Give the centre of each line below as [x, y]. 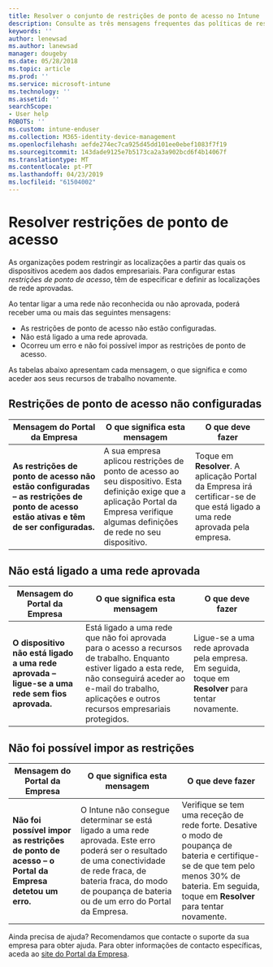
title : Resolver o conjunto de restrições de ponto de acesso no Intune [134, 16]
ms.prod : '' [28, 76]
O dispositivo [39, 643]
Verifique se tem [213, 805]
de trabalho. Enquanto [128, 658]
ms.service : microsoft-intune [60, 84]
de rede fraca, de [113, 871]
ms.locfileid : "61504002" [52, 182]
